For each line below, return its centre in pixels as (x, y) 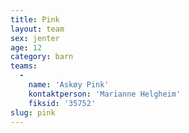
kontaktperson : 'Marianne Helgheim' (105, 94)
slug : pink (33, 112)
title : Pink (35, 19)
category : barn (42, 57)
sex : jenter (35, 38)
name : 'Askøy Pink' (69, 85)
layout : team (37, 29)
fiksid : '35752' (62, 103)
